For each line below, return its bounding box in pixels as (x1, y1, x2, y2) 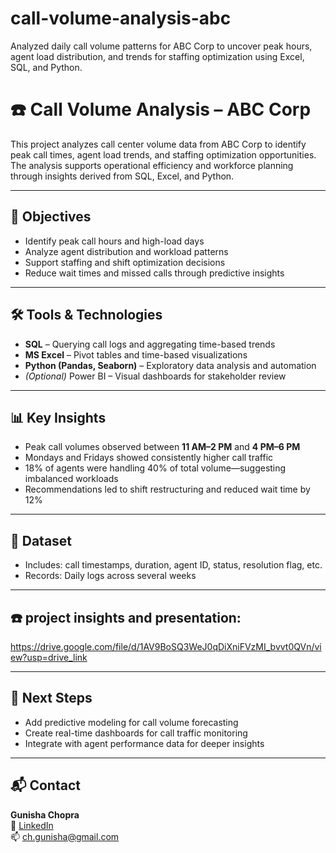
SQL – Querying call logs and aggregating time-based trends (24, 338, 276, 350)
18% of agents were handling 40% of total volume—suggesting (24, 462, 287, 474)
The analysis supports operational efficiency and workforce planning (10, 159, 294, 171)
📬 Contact (10, 777, 81, 794)
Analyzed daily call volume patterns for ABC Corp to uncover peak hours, (10, 40, 313, 52)
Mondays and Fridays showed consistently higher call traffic (24, 452, 274, 464)
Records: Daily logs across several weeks (24, 570, 197, 582)
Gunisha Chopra (10, 808, 80, 821)
